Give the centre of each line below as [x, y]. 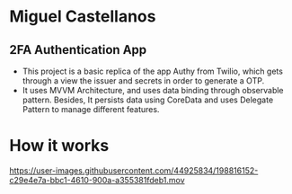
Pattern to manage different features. [91, 109]
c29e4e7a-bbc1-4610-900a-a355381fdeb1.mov [97, 180]
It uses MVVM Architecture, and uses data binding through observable [153, 90]
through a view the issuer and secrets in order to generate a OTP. [143, 81]
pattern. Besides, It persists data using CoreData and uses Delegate [148, 100]
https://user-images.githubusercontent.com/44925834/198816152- [134, 170]
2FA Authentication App [78, 50]
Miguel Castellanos [83, 17]
